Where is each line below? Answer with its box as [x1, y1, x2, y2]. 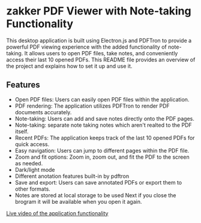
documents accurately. [14, 108, 72, 115]
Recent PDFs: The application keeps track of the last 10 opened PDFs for [14, 134, 195, 141]
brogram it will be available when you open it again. [14, 198, 142, 205]
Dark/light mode [14, 166, 55, 173]
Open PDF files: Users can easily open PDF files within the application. [14, 96, 190, 103]
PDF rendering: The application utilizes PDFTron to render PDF [14, 102, 170, 109]
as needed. [14, 159, 43, 166]
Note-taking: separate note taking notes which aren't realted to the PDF [14, 121, 192, 129]
